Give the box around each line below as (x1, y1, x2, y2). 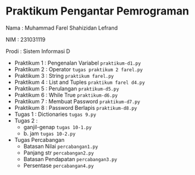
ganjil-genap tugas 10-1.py (23, 123, 92, 130)
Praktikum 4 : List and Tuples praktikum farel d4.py (14, 78, 145, 86)
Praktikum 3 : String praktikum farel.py (14, 72, 114, 79)
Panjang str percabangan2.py (23, 149, 94, 156)
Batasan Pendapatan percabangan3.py (23, 155, 117, 162)
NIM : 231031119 (5, 36, 46, 43)
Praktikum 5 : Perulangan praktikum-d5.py (14, 84, 120, 92)
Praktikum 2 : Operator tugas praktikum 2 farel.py (14, 65, 143, 73)
